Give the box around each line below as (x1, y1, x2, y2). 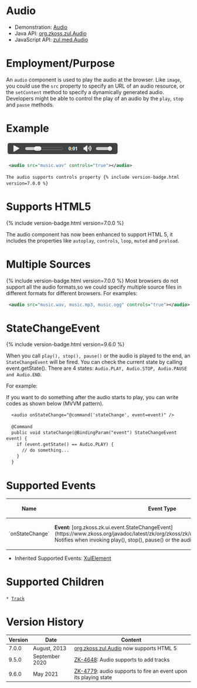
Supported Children (6, 575, 104, 589)
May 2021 (33, 670, 59, 677)
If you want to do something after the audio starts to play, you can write (6, 394, 179, 401)
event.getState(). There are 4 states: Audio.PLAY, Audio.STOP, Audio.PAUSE (6, 365, 188, 372)
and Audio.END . (6, 371, 42, 378)
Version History (6, 615, 84, 629)
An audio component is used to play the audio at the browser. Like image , (6, 76, 182, 83)
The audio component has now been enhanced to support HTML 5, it (6, 231, 173, 238)
